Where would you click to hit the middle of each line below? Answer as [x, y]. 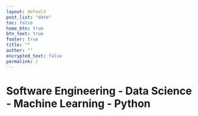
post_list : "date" [29, 17]
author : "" [20, 51]
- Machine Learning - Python [79, 103]
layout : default [26, 12]
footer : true [22, 39]
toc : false [20, 23]
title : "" [18, 45]
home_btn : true [25, 28]
